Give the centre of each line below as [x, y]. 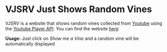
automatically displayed [30, 43]
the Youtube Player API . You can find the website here [62, 28]
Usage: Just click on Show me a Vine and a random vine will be [72, 38]
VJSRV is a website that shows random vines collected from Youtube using [84, 23]
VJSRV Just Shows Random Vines [79, 9]
